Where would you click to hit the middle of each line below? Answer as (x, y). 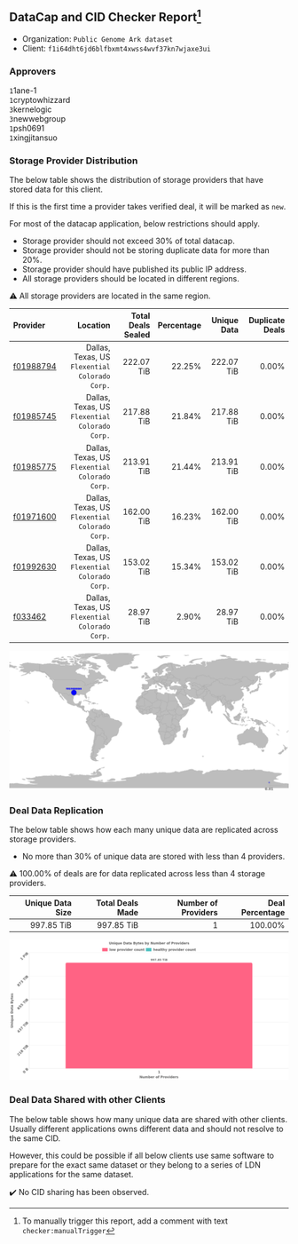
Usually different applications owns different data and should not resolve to (146, 1129)
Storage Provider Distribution (74, 161)
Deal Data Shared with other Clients (87, 1100)
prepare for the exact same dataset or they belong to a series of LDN (135, 1165)
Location (94, 325)
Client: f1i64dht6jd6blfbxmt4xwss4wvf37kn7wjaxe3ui (116, 48)
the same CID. (35, 1138)
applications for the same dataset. (71, 1174)
